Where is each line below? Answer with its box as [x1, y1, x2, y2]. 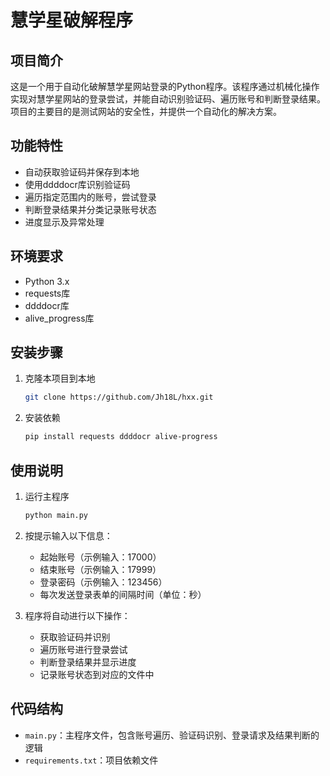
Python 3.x [24, 275, 70, 287]
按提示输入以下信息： [24, 529, 113, 541]
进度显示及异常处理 [24, 216, 105, 228]
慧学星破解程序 [10, 9, 134, 32]
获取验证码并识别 [39, 631, 111, 643]
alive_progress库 [24, 312, 95, 324]
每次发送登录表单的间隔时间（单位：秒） [39, 588, 207, 600]
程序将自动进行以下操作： [24, 609, 131, 621]
